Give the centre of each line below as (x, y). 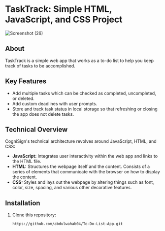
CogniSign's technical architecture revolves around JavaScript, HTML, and (81, 141)
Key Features (26, 82)
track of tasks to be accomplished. (40, 66)
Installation (23, 203)
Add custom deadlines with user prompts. (55, 103)
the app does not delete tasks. (43, 114)
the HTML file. (27, 162)
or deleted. (23, 98)
